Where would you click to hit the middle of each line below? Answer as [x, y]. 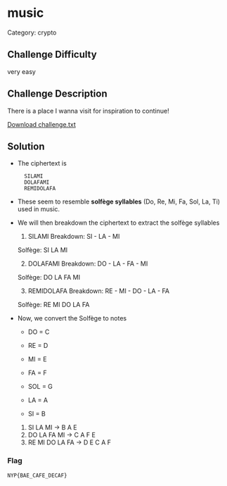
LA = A [38, 400]
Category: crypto [32, 32]
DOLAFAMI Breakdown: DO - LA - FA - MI [88, 264]
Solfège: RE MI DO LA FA [53, 305]
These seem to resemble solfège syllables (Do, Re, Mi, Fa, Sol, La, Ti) [118, 201]
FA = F [37, 373]
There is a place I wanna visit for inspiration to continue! [89, 111]
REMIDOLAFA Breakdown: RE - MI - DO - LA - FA [99, 291]
